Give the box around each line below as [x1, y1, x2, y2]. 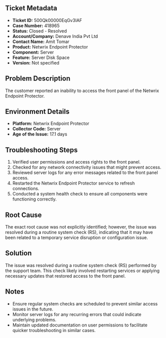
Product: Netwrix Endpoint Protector [12, 43, 88, 49]
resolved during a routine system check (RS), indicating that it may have [5, 229, 153, 235]
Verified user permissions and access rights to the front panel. [12, 159, 141, 165]
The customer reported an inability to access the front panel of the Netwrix [5, 87, 160, 93]
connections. [12, 185, 39, 191]
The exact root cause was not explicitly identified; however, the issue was [5, 224, 157, 230]
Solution [5, 249, 32, 257]
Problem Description [5, 74, 71, 83]
